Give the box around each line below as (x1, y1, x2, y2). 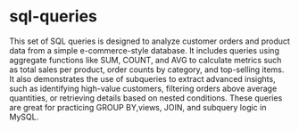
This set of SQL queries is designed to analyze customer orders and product (9, 36, 290, 46)
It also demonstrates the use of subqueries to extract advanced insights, (9, 73, 276, 84)
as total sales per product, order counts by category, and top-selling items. (9, 64, 285, 75)
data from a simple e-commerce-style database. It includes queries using (9, 45, 279, 55)
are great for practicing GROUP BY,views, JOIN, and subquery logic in (9, 102, 267, 112)
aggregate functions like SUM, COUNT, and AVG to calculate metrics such (9, 54, 282, 65)
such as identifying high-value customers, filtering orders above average (9, 83, 278, 94)
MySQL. (9, 111, 39, 122)
